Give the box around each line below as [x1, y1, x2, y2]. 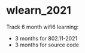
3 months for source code [14, 41, 80, 48]
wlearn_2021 [6, 4, 72, 17]
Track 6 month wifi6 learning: [6, 23, 79, 30]
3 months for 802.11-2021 [14, 35, 78, 42]
